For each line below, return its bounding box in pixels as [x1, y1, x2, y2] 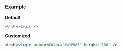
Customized [5, 33, 30, 39]
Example [5, 3, 26, 10]
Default [5, 15, 21, 21]
